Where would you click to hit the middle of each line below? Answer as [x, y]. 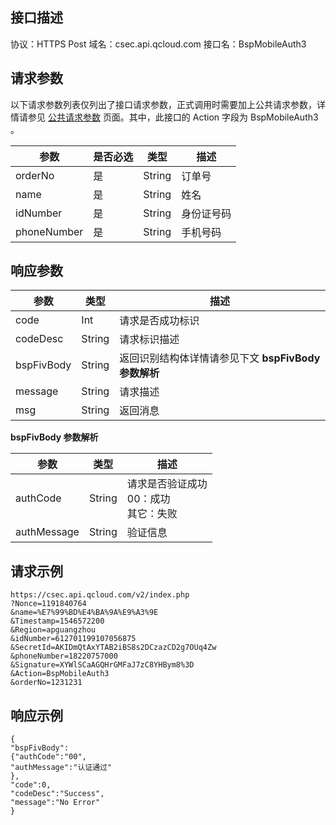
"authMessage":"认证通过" [61, 768]
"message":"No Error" [55, 803]
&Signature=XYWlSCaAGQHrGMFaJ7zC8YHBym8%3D [102, 665]
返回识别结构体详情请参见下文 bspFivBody [220, 358]
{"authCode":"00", [48, 757]
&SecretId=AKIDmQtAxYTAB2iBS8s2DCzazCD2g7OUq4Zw [113, 648]
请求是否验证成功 [167, 484]
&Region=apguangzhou [53, 630]
